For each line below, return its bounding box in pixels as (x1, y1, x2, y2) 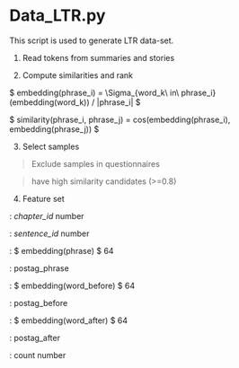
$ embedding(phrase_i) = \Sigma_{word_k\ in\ (9, 87, 180, 98)
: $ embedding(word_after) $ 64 (9, 315, 128, 326)
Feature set (22, 193, 65, 204)
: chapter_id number (9, 210, 84, 221)
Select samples (22, 141, 80, 152)
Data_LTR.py (9, 5, 106, 26)
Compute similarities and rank (22, 69, 133, 81)
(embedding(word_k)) (9, 96, 90, 108)
